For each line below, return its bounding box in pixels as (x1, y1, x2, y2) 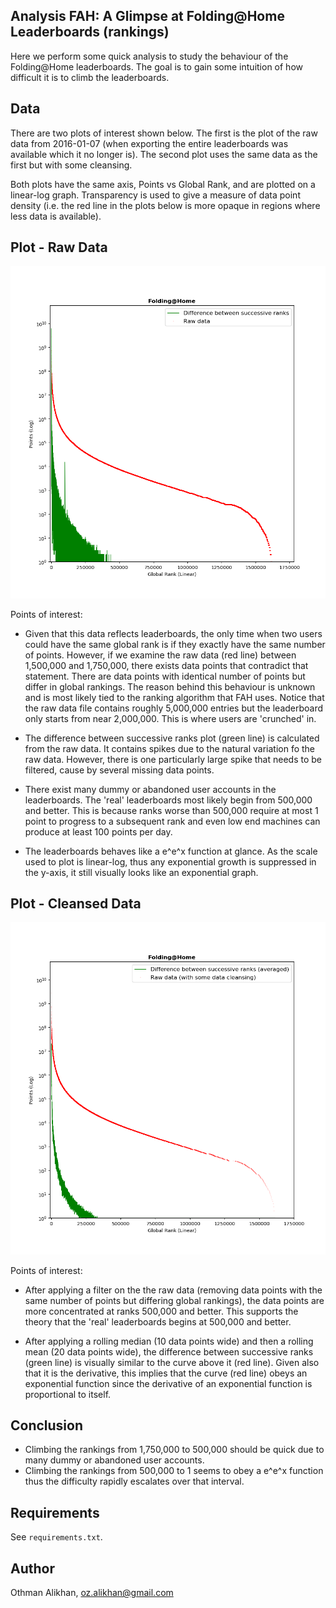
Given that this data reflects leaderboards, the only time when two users (24, 627, 323, 639)
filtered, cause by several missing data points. (24, 764, 215, 776)
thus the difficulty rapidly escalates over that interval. (24, 1475, 245, 1488)
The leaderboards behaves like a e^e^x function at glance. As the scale (24, 845, 318, 857)
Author (10, 1560, 55, 1577)
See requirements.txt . (10, 1531, 103, 1543)
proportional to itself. (24, 1388, 112, 1400)
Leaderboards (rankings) (10, 24, 170, 41)
